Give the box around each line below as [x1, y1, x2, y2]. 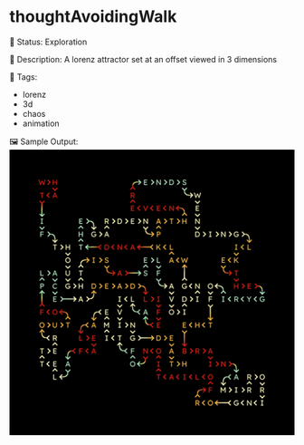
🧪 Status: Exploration [9, 36, 88, 47]
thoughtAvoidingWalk [9, 6, 177, 27]
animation [22, 118, 61, 129]
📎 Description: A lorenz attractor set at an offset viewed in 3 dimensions [9, 53, 278, 64]
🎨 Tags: [9, 71, 38, 82]
